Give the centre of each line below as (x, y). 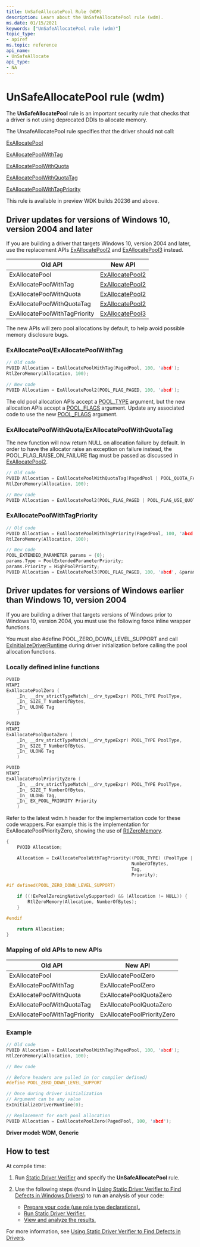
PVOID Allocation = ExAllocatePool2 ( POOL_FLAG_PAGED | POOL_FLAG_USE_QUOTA (102, 500)
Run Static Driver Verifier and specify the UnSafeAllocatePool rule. (97, 1177)
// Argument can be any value (44, 1099)
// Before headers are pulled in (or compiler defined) (77, 1077)
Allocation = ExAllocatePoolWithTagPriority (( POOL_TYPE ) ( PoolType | (105, 858)
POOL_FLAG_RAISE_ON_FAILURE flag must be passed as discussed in (92, 456)
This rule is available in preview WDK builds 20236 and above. (83, 201)
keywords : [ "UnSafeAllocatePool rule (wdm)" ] (63, 28)
